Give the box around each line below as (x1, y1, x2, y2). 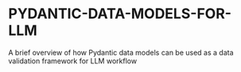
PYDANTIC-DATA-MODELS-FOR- (8, 5, 232, 23)
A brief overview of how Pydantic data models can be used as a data (8, 47, 234, 57)
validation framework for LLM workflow (8, 56, 138, 66)
